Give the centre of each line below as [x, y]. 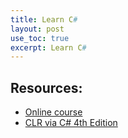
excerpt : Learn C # [48, 47]
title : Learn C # [44, 19]
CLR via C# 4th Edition [71, 123]
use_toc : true [40, 38]
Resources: [46, 87]
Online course [53, 112]
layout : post [37, 29]
